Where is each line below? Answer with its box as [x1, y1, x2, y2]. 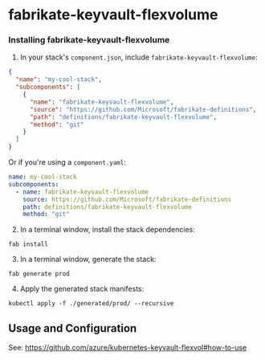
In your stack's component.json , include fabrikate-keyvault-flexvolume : [19, 52, 259, 62]
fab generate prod [8, 270, 70, 278]
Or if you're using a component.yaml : [8, 157, 126, 167]
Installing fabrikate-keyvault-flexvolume [8, 35, 170, 46]
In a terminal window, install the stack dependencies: [19, 225, 195, 235]
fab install [8, 240, 48, 248]
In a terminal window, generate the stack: [19, 255, 157, 264]
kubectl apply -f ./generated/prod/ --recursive [8, 300, 174, 308]
